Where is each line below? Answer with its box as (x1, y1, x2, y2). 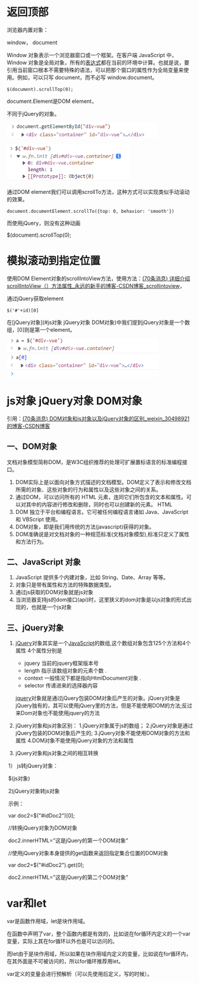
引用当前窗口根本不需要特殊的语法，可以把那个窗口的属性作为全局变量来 (7, 66, 184, 73)
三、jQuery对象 (7, 623, 64, 633)
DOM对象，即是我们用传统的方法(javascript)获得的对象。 (15, 523, 155, 530)
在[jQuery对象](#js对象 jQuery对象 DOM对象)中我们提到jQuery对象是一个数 (7, 319, 191, 326)
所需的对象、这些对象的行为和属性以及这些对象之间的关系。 (15, 486, 162, 493)
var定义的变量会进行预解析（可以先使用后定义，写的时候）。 (7, 971, 153, 978)
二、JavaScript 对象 (7, 557, 81, 567)
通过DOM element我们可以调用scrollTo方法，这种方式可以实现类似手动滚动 (7, 188, 190, 195)
